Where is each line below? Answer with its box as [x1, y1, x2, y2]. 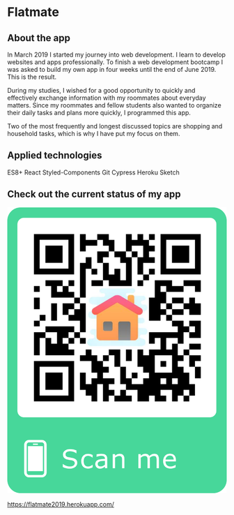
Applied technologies [7, 149, 102, 161]
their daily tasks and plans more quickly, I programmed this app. [7, 109, 192, 117]
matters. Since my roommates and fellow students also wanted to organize [7, 101, 221, 109]
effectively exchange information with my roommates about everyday [7, 94, 207, 102]
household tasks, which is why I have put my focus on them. [7, 130, 180, 137]
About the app [7, 32, 71, 44]
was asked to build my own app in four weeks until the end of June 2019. [7, 66, 217, 73]
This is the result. [7, 73, 57, 81]
